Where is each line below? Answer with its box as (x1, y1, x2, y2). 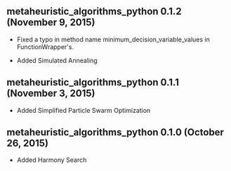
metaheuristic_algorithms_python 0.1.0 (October (6, 126, 224, 139)
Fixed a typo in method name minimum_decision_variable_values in (16, 35, 210, 43)
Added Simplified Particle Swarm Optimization (16, 106, 151, 114)
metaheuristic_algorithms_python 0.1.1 (6, 76, 180, 88)
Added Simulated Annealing (16, 56, 98, 64)
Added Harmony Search (16, 156, 87, 164)
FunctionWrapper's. (16, 42, 74, 51)
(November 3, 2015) (6, 88, 95, 100)
